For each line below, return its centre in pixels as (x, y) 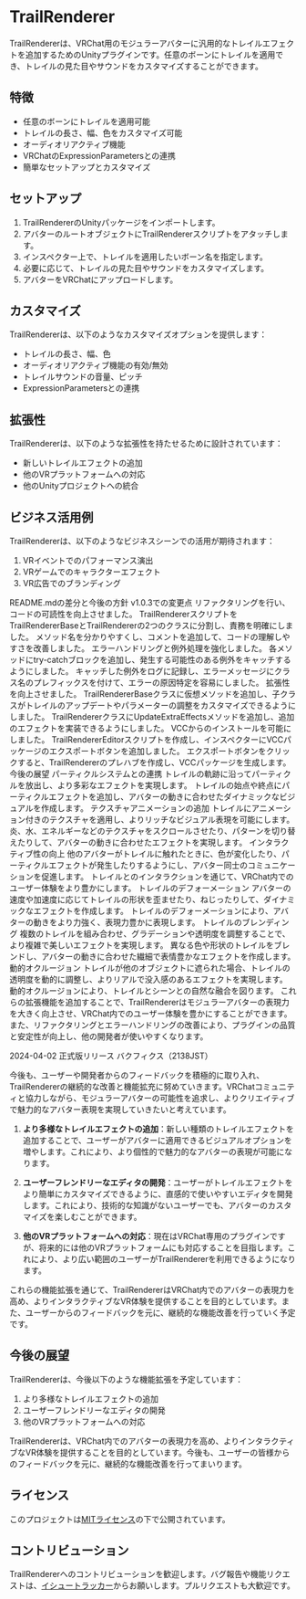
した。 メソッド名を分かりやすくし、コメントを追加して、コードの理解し (146, 637)
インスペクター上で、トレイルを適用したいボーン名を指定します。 (145, 257)
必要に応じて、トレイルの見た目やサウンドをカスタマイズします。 (146, 268)
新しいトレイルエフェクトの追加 (82, 463)
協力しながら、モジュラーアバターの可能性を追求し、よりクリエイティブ (160, 1098)
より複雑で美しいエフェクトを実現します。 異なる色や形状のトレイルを (142, 945)
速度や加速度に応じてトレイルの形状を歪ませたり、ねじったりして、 (137, 899)
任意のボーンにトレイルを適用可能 (87, 121)
